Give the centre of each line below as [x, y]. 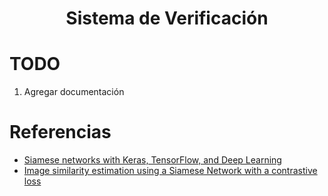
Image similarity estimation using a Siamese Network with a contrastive [170, 171]
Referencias [60, 132]
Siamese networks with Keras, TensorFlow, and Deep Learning [152, 160]
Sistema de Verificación [167, 18]
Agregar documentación [74, 92]
